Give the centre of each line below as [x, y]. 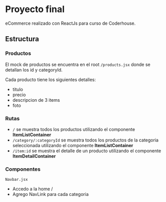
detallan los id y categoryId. [34, 70]
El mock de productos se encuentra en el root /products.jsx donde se [78, 64]
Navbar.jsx [17, 180]
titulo [18, 89]
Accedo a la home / [33, 189]
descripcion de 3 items [36, 100]
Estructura [22, 39]
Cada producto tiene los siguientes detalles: [51, 80]
